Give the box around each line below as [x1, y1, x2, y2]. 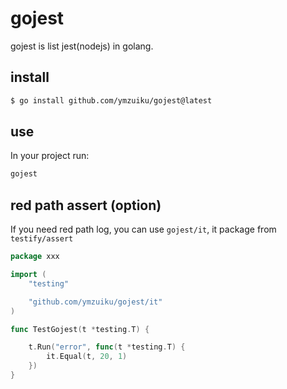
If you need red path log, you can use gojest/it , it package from [10, 223, 277, 236]
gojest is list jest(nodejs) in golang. [10, 40, 154, 52]
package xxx [10, 252, 60, 262]
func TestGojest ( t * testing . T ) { [10, 324, 150, 334]
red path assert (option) [10, 197, 162, 214]
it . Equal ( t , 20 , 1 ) [46, 352, 128, 362]
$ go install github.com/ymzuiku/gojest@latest [10, 95, 213, 106]
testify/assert [10, 234, 74, 244]
